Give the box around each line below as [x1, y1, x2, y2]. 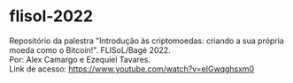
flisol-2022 [9, 6, 94, 26]
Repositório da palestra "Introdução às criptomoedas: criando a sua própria [9, 35, 285, 46]
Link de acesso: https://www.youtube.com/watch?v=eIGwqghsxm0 [9, 64, 255, 74]
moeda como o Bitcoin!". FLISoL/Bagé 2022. [9, 44, 171, 55]
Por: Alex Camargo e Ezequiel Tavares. [9, 54, 151, 64]
